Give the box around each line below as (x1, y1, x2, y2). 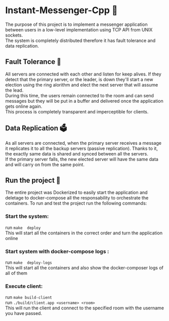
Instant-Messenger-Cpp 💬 (5, 5, 118, 16)
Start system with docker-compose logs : (5, 248, 109, 255)
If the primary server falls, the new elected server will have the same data (5, 156, 158, 162)
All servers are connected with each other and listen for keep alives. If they (5, 71, 162, 77)
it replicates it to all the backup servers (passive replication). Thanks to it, (5, 145, 158, 151)
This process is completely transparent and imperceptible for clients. (5, 108, 149, 114)
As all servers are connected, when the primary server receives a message (5, 140, 162, 146)
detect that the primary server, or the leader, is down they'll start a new (5, 76, 153, 83)
